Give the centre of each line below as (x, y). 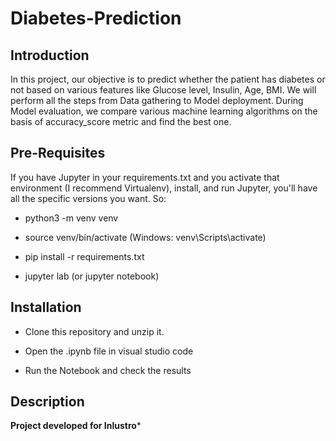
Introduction (50, 55)
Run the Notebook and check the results (108, 370)
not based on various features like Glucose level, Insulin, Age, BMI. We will (163, 90)
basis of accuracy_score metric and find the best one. (121, 121)
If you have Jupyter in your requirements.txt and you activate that (145, 177)
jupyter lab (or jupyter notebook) (92, 276)
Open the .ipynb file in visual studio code (109, 351)
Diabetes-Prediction (96, 18)
